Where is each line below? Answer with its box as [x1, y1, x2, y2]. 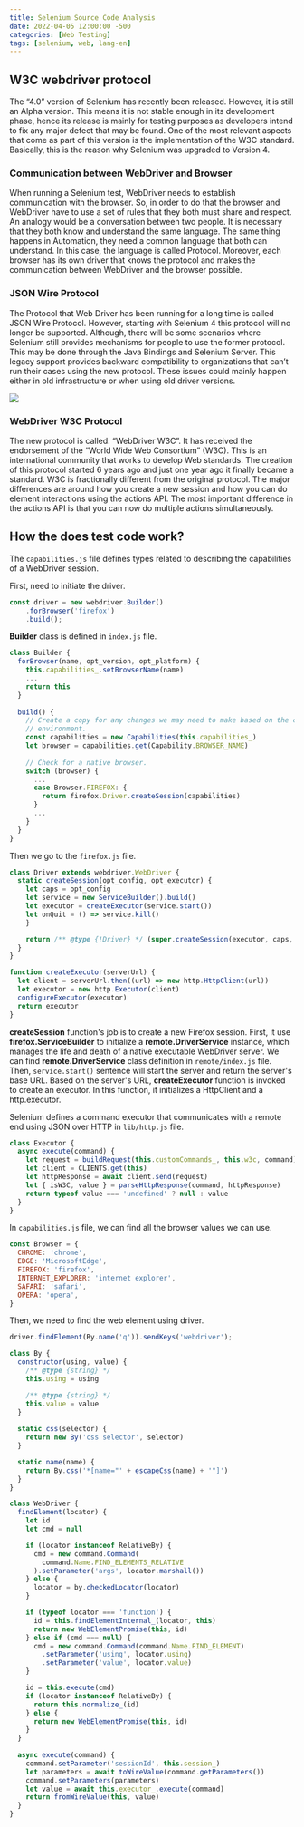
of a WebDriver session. [9, 563, 100, 574]
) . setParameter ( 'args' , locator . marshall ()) [33, 1566, 204, 1575]
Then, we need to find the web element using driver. [9, 1315, 204, 1326]
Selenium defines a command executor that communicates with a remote [9, 1111, 282, 1122]
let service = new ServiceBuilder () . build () [25, 894, 196, 903]
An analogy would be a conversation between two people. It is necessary [9, 217, 283, 227]
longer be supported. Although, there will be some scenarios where [9, 327, 261, 338]
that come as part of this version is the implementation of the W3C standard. [9, 135, 295, 146]
